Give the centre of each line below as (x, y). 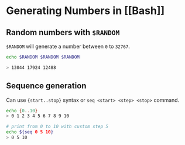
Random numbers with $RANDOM (63, 32)
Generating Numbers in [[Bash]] (85, 11)
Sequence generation (46, 86)
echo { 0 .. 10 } (22, 111)
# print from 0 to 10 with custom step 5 (57, 127)
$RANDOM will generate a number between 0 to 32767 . (68, 46)
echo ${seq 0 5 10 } (30, 132)
